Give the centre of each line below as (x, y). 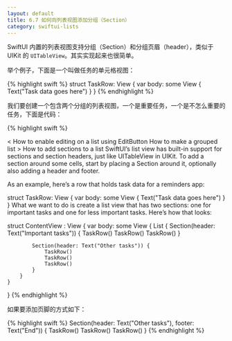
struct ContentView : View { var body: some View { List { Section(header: (111, 226)
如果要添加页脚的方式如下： (47, 309)
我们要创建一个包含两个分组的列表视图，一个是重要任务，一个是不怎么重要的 (116, 106)
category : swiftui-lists (43, 26)
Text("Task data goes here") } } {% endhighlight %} (81, 91)
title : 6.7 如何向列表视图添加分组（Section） (69, 20)
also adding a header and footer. (54, 171)
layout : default (30, 13)
